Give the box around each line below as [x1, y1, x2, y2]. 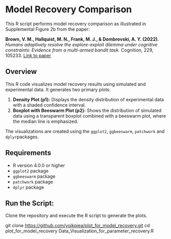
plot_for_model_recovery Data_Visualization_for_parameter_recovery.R [5, 228, 154, 234]
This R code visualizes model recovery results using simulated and [5, 81, 146, 87]
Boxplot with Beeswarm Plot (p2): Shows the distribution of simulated [12, 107, 162, 114]
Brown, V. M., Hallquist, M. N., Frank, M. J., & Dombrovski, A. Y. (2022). [5, 36, 159, 42]
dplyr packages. [5, 134, 39, 140]
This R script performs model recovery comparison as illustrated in [5, 21, 146, 27]
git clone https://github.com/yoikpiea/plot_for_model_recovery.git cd [5, 223, 150, 229]
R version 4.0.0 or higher [12, 162, 65, 168]
